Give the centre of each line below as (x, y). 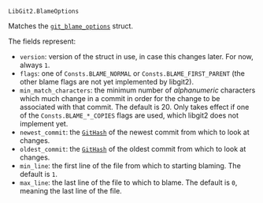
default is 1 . (38, 174)
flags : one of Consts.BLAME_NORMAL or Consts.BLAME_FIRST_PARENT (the (132, 73)
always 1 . (35, 65)
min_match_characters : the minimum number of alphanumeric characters (137, 90)
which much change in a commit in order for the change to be (120, 98)
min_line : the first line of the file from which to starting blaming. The (130, 165)
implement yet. (44, 124)
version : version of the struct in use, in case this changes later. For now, (136, 56)
